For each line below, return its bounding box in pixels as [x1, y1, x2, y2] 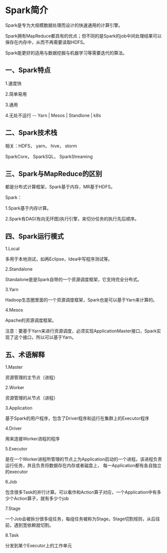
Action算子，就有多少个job [14, 496, 69, 501]
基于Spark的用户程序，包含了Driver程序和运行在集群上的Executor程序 [5, 415, 149, 421]
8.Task [5, 532, 19, 538]
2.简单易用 [5, 91, 27, 97]
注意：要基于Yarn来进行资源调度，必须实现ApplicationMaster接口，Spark [5, 328, 157, 334]
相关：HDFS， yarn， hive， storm [5, 143, 77, 149]
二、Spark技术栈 [5, 129, 58, 137]
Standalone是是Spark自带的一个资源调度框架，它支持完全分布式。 [5, 276, 142, 283]
